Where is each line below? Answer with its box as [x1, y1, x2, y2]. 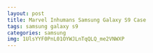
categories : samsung [7, 29, 67, 36]
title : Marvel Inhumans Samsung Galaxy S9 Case [7, 17, 147, 23]
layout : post [7, 10, 45, 17]
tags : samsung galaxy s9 [7, 23, 79, 30]
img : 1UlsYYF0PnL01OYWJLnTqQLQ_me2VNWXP [7, 36, 125, 43]
